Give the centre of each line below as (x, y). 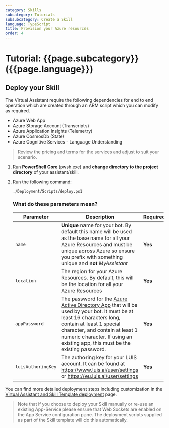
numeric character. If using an (97, 337)
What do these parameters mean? (55, 204)
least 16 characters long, (91, 318)
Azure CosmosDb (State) (38, 136)
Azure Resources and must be (97, 245)
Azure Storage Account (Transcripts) (51, 126)
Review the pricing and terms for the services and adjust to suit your (88, 152)
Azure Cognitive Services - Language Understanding (67, 142)
